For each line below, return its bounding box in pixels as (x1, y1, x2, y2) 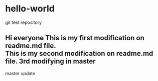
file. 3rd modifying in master (5, 57, 96, 66)
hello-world (5, 3, 55, 14)
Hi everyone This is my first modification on (5, 34, 144, 42)
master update (5, 70, 36, 76)
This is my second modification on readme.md (5, 49, 153, 58)
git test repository (5, 19, 42, 25)
